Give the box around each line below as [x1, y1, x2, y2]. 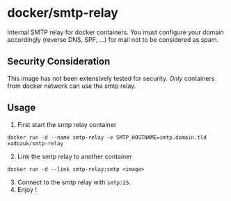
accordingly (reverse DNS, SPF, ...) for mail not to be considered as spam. [7, 35, 219, 43]
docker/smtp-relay [7, 5, 118, 21]
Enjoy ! [17, 185, 37, 193]
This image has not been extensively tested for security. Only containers [7, 74, 215, 82]
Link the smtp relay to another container [17, 152, 132, 161]
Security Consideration [7, 56, 111, 68]
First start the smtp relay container [17, 120, 117, 128]
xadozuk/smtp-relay [7, 140, 64, 147]
